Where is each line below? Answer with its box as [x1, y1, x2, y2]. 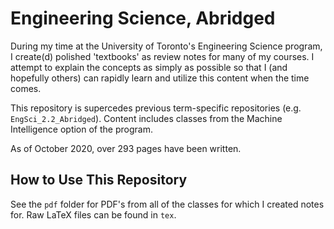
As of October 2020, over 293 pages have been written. [10, 142, 242, 154]
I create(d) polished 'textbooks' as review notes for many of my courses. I [10, 50, 315, 62]
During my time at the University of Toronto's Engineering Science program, [10, 40, 323, 52]
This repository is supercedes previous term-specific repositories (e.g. [10, 102, 302, 114]
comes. [10, 82, 42, 94]
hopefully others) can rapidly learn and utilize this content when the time [10, 72, 310, 84]
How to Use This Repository [10, 172, 188, 189]
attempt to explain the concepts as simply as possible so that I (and [10, 61, 288, 73]
